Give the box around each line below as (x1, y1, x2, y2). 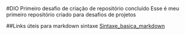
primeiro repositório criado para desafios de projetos (6, 11, 136, 18)
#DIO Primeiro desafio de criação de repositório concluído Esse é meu (6, 5, 180, 12)
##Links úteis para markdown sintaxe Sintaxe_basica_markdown (6, 23, 165, 29)
